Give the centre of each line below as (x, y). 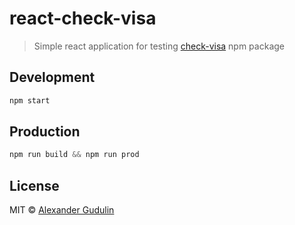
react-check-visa (83, 18)
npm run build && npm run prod (74, 155)
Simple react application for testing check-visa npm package (159, 46)
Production (45, 132)
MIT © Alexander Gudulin (62, 210)
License (34, 185)
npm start (30, 100)
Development (52, 77)
